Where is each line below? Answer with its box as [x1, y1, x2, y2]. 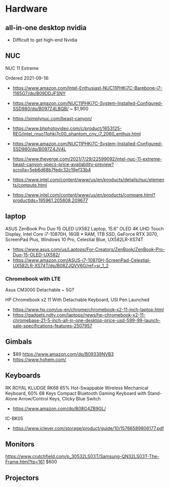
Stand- [147, 390, 162, 396]
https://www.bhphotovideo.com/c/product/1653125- [12, 125, 122, 131]
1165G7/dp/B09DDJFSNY [12, 90, 66, 96]
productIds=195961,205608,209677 [12, 197, 88, 203]
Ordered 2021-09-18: [5, 75, 50, 81]
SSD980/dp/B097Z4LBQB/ [12, 105, 69, 112]
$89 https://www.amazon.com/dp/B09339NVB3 [12, 351, 114, 357]
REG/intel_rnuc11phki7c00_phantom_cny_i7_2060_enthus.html [12, 130, 141, 137]
